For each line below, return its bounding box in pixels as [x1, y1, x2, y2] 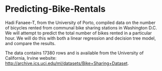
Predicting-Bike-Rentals [5, 3, 106, 15]
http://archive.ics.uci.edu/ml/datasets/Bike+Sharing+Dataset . [5, 60, 129, 66]
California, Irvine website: [5, 55, 57, 61]
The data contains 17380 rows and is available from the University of [5, 50, 144, 56]
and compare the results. [5, 40, 56, 46]
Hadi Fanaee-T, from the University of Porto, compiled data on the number [5, 20, 156, 25]
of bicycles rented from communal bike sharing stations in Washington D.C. [5, 24, 157, 30]
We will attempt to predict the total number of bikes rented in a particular [5, 30, 152, 36]
